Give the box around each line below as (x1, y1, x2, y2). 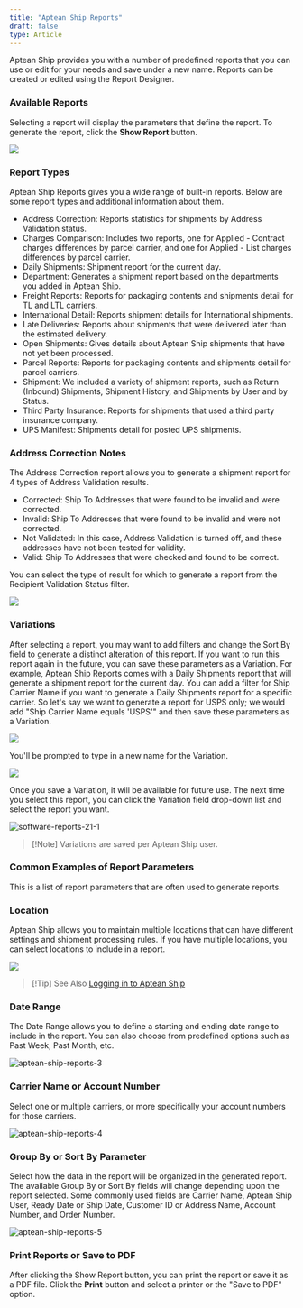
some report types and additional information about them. (9, 196, 224, 207)
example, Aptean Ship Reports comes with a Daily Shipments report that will (9, 668, 292, 678)
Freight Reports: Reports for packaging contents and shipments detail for (22, 290, 294, 300)
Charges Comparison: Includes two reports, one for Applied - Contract (22, 232, 286, 244)
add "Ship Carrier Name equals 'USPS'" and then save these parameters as (9, 705, 290, 717)
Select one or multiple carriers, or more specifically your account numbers (9, 1101, 286, 1111)
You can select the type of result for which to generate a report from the (9, 569, 278, 580)
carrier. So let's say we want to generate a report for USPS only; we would (9, 696, 286, 707)
